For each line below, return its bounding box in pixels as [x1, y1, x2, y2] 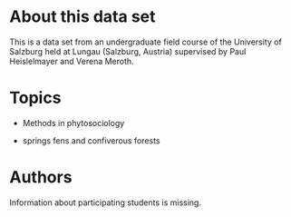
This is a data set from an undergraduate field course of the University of [9, 36, 283, 47]
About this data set [9, 6, 156, 27]
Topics [9, 88, 62, 108]
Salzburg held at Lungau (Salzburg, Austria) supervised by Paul [9, 45, 247, 56]
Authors [9, 167, 73, 188]
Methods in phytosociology [22, 117, 125, 128]
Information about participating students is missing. [9, 197, 202, 208]
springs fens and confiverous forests [22, 134, 160, 146]
